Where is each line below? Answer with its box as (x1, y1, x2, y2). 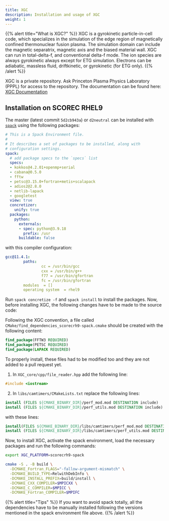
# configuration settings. (5, 146, 62, 151)
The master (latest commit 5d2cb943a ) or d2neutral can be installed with (5, 117, 154, 123)
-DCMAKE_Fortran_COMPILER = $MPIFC (10, 490, 80, 495)
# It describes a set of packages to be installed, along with (5, 141, 141, 147)
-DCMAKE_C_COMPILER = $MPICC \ (10, 485, 71, 491)
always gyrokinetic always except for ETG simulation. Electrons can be (5, 58, 152, 64)
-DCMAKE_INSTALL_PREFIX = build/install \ (10, 476, 96, 481)
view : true (10, 198, 33, 203)
